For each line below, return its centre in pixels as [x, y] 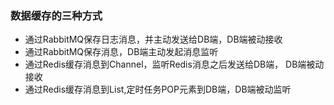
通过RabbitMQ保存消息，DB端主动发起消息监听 [121, 52]
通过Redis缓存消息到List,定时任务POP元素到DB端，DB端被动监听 [158, 89]
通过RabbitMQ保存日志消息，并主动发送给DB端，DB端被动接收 [153, 39]
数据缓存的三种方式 [56, 15]
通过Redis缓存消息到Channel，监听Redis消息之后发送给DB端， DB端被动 [174, 64]
